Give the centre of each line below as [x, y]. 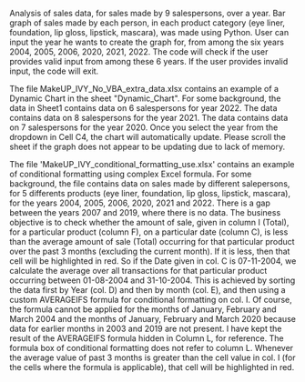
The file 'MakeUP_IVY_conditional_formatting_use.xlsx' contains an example [152, 164]
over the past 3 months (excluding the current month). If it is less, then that [150, 251]
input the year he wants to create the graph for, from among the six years [147, 42]
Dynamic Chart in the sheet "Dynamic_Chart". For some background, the [145, 98]
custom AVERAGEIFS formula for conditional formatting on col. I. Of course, [151, 300]
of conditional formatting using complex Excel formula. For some [131, 174]
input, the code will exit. [54, 71]
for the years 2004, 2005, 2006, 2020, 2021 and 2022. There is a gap [140, 203]
